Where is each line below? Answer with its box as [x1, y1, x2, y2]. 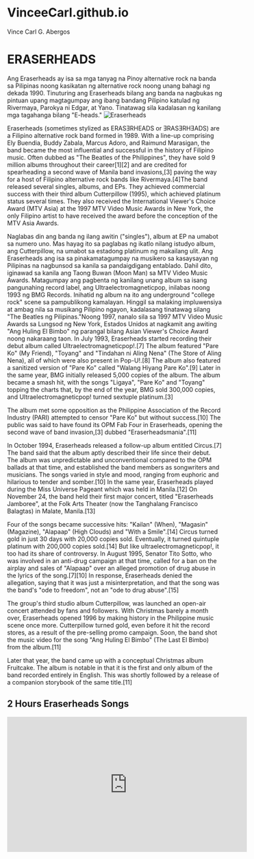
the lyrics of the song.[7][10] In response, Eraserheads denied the [7, 571, 193, 580]
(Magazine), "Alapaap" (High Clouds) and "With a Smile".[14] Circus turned [7, 527, 218, 536]
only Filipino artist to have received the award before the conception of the [7, 211, 218, 220]
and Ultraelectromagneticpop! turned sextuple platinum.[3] [7, 393, 173, 401]
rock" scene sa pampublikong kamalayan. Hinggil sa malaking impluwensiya [7, 297, 223, 306]
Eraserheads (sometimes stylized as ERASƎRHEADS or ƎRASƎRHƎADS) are [7, 124, 220, 132]
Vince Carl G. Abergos [7, 27, 71, 36]
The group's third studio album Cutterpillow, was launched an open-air [7, 599, 207, 607]
